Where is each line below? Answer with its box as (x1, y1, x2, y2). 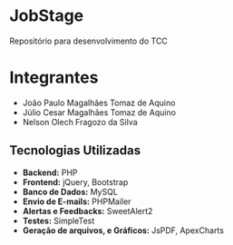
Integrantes (9, 67, 99, 88)
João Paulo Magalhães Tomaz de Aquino (22, 97, 176, 108)
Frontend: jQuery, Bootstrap (22, 176, 129, 187)
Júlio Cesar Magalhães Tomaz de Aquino (22, 106, 177, 118)
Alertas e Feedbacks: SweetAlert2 (22, 205, 153, 216)
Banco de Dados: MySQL (22, 186, 118, 197)
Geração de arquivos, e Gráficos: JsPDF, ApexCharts (22, 224, 225, 236)
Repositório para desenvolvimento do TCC (9, 35, 168, 46)
